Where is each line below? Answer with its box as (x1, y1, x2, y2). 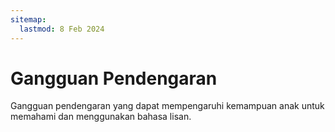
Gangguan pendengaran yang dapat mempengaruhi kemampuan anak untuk (10, 100, 325, 112)
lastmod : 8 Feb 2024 (19, 24, 105, 34)
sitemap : (10, 14, 47, 25)
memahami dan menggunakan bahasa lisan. (10, 111, 192, 123)
